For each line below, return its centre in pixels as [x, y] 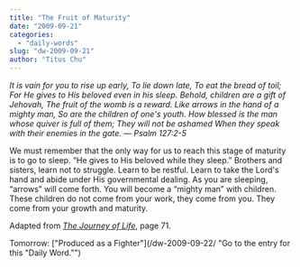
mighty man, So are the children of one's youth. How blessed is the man [143, 114]
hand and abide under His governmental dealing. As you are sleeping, [139, 180]
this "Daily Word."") [45, 253]
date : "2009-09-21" [46, 26]
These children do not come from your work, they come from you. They [142, 198]
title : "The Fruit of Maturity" [70, 18]
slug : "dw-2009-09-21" [52, 51]
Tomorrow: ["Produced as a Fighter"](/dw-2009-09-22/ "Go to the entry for [150, 243]
